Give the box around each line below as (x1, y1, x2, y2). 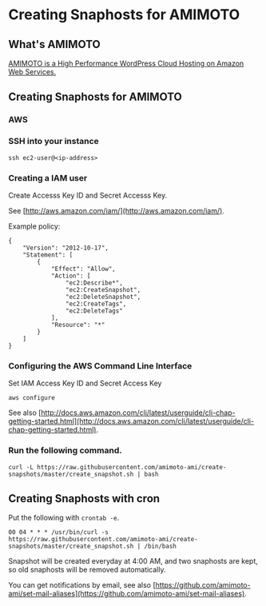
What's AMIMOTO (8, 38, 101, 51)
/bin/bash (144, 542, 177, 551)
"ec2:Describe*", (65, 278, 124, 287)
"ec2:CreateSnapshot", (65, 285, 141, 293)
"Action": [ (50, 272, 91, 280)
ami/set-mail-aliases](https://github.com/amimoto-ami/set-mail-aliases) (8, 589, 245, 599)
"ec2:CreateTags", (65, 300, 127, 308)
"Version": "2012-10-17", (22, 244, 109, 252)
